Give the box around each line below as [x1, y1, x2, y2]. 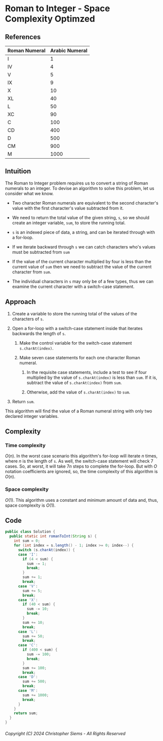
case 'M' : [18, 688, 38, 693]
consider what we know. [5, 190, 54, 196]
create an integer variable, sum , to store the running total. [12, 220, 126, 226]
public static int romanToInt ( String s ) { [9, 534, 97, 539]
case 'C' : [18, 643, 38, 648]
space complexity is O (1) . [5, 502, 56, 508]
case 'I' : [18, 552, 38, 557]
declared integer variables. [5, 413, 59, 419]
